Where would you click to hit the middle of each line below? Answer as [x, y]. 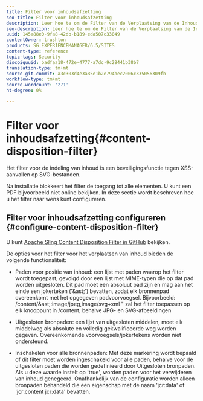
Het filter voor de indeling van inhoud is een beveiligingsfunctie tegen [93, 168]
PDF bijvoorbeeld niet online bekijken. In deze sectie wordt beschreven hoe [100, 192]
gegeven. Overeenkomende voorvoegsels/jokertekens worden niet [98, 335]
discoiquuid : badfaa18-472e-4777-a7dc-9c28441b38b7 [72, 62]
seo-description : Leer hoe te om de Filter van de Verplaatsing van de [98, 29]
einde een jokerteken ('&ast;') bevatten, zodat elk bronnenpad [92, 291]
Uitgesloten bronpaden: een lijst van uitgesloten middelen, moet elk [99, 322]
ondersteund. [32, 341]
